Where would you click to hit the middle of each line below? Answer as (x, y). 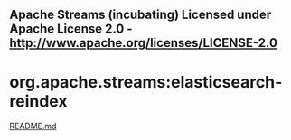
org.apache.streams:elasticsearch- (146, 82)
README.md (33, 126)
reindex (38, 101)
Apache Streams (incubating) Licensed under (141, 15)
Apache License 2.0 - (71, 29)
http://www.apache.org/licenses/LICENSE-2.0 (144, 43)
